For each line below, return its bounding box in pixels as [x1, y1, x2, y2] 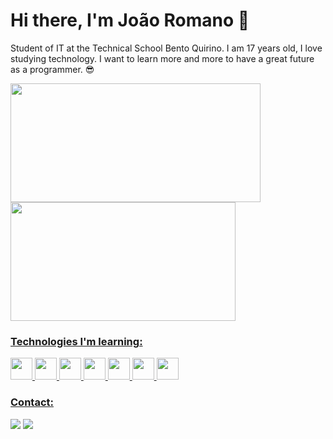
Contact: [10, 395, 54, 409]
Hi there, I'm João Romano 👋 [10, 9, 250, 32]
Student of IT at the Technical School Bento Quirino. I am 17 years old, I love [10, 42, 323, 54]
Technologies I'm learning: [10, 334, 143, 348]
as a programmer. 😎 [10, 63, 95, 75]
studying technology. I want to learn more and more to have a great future [10, 52, 315, 64]
